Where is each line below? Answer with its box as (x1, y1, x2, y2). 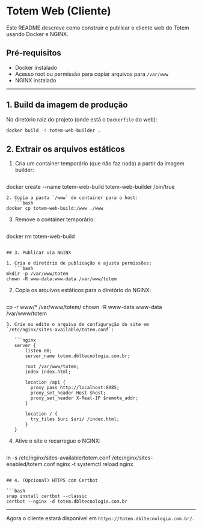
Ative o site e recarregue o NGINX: (14, 437, 101, 444)
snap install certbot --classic (6, 493, 87, 500)
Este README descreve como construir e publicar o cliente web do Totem (6, 24, 189, 31)
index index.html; (25, 369, 71, 375)
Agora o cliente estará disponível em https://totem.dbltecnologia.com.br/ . (6, 515, 194, 522)
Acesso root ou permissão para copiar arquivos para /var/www (14, 70, 168, 78)
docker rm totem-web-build (6, 233, 75, 240)
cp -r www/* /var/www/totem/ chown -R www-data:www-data (6, 304, 162, 311)
